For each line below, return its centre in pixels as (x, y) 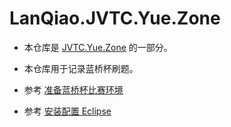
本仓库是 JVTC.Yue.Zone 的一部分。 (98, 47)
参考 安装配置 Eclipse (67, 111)
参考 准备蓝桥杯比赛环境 (73, 89)
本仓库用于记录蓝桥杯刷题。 (81, 68)
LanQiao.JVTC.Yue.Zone (115, 18)
